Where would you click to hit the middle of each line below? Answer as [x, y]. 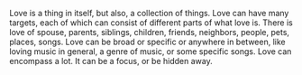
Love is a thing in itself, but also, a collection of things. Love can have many [149, 13]
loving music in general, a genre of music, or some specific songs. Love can [151, 52]
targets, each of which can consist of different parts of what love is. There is [151, 23]
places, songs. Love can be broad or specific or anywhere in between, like [147, 42]
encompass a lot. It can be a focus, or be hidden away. [111, 61]
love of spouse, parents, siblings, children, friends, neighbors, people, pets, [150, 32]
